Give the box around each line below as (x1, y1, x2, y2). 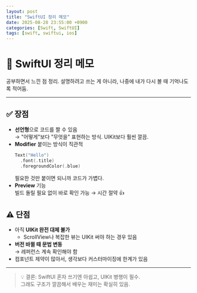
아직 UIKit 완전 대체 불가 (14, 226, 70, 233)
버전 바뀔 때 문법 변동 (14, 241, 63, 248)
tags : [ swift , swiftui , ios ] (6, 30, 77, 36)
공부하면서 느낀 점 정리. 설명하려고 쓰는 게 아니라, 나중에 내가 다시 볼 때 (6, 78, 168, 85)
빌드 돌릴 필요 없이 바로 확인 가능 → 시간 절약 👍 (14, 189, 125, 196)
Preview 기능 (14, 182, 46, 189)
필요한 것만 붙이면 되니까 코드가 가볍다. (14, 174, 104, 181)
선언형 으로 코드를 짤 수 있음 (14, 126, 78, 133)
